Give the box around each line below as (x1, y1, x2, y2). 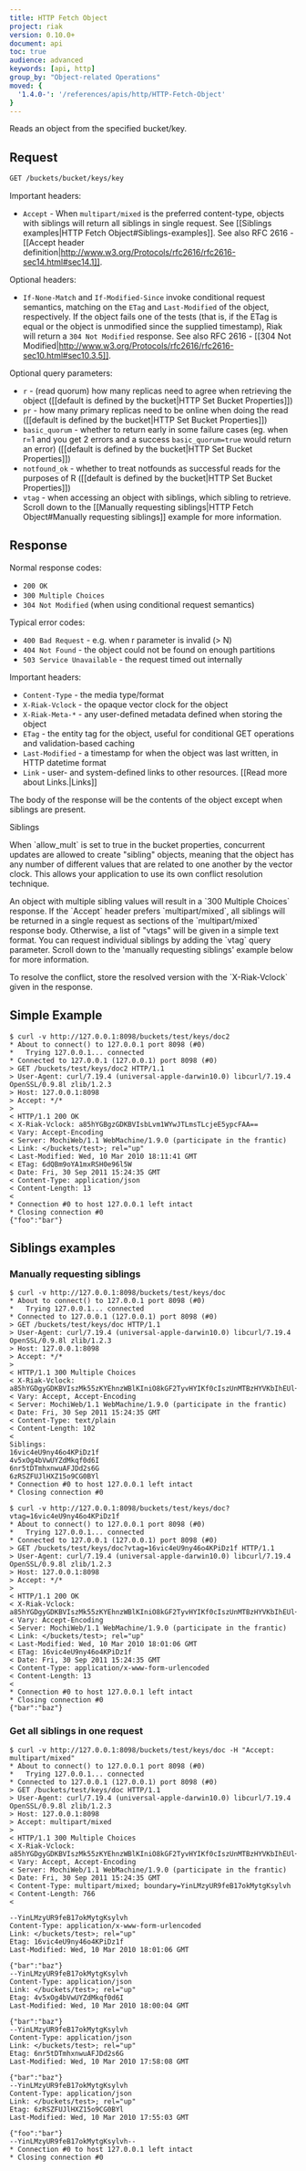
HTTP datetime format (22, 757, 107, 767)
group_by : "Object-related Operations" (9, 73, 161, 82)
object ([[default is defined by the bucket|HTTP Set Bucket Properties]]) (22, 395, 293, 406)
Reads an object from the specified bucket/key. (9, 123, 188, 134)
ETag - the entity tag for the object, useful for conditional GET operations (22, 727, 294, 739)
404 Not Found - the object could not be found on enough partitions (22, 644, 276, 655)
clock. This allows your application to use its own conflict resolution (9, 868, 263, 879)
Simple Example (9, 1007, 103, 1023)
